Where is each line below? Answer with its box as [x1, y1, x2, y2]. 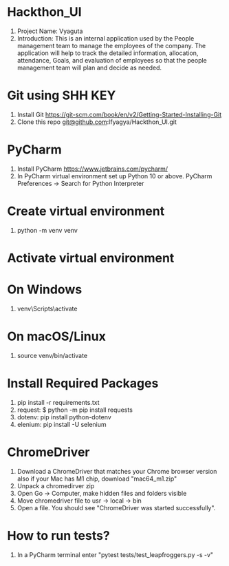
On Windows [7, 282, 83, 297]
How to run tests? [7, 527, 110, 543]
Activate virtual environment [7, 250, 175, 266]
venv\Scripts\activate [17, 304, 78, 313]
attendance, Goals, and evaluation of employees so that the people [17, 56, 208, 64]
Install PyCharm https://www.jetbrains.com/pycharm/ [17, 165, 168, 173]
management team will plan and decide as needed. [17, 63, 162, 72]
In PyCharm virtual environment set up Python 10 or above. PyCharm [17, 171, 212, 180]
